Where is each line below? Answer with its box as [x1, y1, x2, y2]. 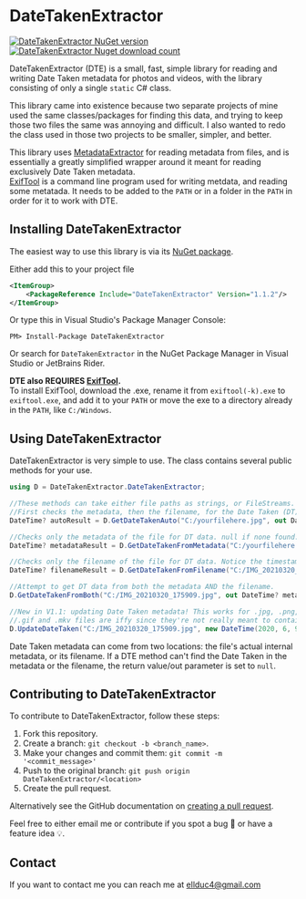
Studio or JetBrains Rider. [9, 357, 106, 369]
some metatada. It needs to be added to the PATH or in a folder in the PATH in [9, 185, 293, 196]
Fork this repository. [22, 728, 98, 739]
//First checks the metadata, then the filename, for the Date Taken [9, 507, 280, 516]
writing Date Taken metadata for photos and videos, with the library [9, 72, 262, 83]
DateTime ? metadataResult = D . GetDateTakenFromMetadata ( [9, 541, 230, 550]
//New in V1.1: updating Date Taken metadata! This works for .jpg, [9, 607, 275, 616]
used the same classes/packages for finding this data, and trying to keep [9, 109, 283, 120]
